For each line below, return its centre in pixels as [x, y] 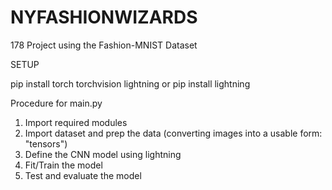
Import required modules [76, 122]
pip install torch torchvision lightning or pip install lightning [130, 83]
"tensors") [46, 143]
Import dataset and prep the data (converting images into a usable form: [173, 133]
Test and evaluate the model [83, 175]
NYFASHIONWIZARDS [104, 17]
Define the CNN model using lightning [103, 154]
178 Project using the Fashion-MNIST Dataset [104, 45]
